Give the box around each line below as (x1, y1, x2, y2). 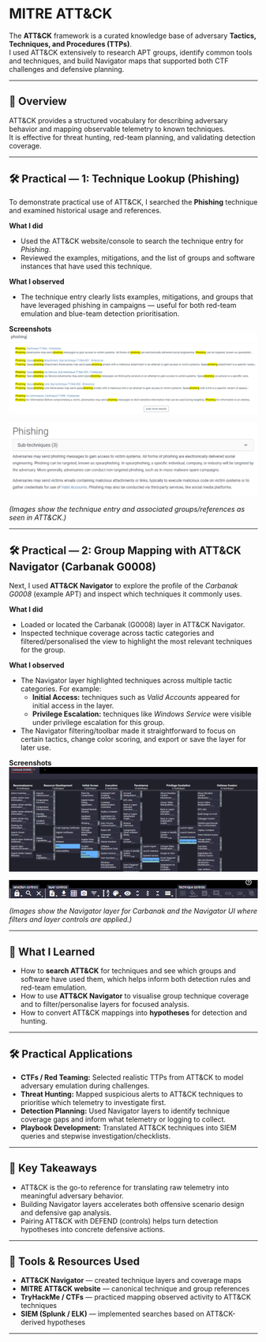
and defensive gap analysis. (20, 1208, 112, 1217)
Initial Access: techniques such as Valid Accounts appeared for (32, 693, 240, 702)
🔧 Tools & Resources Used (9, 1254, 140, 1268)
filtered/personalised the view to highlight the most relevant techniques (20, 637, 253, 646)
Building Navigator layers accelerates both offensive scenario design (20, 1199, 245, 1209)
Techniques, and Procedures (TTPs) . (9, 39, 133, 48)
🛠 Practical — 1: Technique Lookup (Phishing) (9, 172, 240, 186)
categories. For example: (20, 684, 102, 694)
